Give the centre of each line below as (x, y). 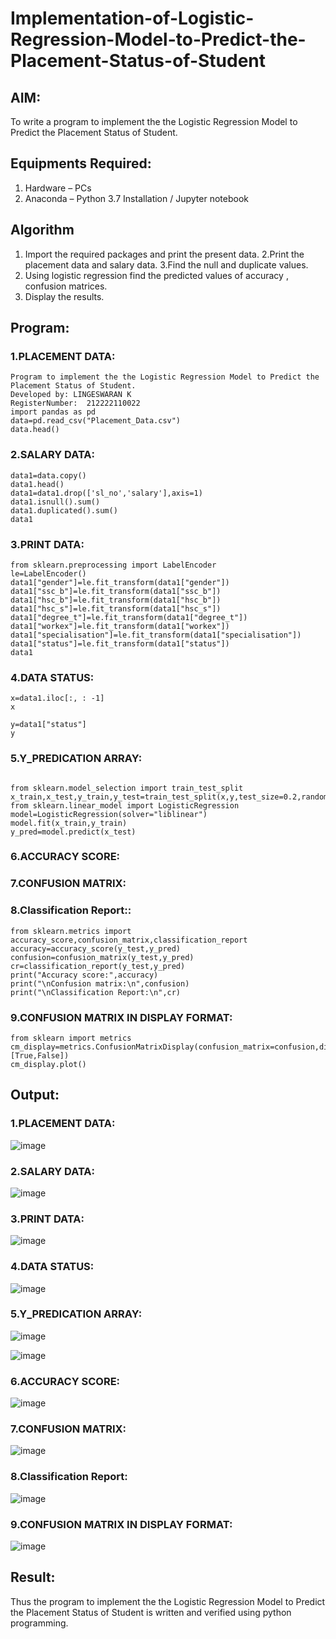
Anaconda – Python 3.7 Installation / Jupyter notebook (136, 198)
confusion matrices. (66, 286)
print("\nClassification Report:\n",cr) (96, 992)
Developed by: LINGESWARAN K (71, 395)
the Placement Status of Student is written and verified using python (151, 1612)
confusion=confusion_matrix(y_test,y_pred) (102, 957)
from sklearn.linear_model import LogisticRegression (125, 805)
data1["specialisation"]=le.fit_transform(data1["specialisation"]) (156, 635)
